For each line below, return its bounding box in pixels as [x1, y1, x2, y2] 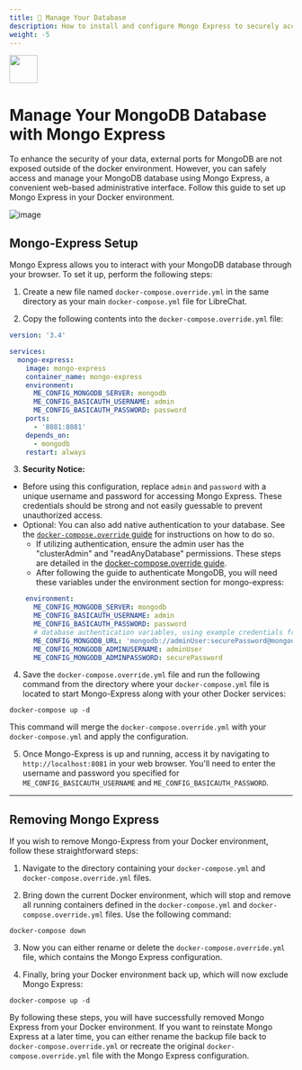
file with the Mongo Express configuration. [92, 1050, 250, 1061]
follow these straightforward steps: [9, 846, 138, 857]
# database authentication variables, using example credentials [32, 628, 283, 637]
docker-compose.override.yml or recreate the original [9, 1041, 205, 1052]
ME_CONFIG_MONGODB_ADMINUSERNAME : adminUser [32, 645, 203, 654]
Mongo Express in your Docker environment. [9, 192, 175, 203]
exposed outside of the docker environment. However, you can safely [9, 163, 267, 174]
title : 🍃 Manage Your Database [9, 13, 127, 23]
